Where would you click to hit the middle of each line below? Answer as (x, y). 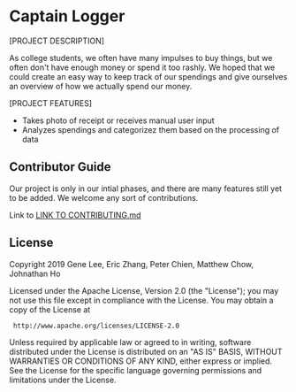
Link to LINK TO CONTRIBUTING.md (75, 215)
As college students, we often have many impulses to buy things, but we (141, 58)
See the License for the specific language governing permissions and (136, 370)
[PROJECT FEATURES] (51, 103)
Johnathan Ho (35, 273)
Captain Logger (67, 16)
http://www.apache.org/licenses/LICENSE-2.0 (96, 326)
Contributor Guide (60, 167)
